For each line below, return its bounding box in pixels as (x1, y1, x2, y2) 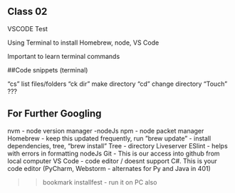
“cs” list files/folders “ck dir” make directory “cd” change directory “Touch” (7, 79, 228, 88)
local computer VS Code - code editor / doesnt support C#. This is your (7, 156, 217, 165)
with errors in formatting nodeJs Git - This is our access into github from (7, 149, 220, 158)
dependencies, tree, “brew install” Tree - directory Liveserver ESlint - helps (7, 141, 228, 150)
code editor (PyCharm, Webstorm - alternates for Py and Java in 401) (7, 164, 211, 172)
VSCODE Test (7, 24, 48, 33)
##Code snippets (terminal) (7, 65, 88, 74)
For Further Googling (7, 108, 102, 120)
